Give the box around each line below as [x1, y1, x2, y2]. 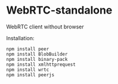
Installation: [6, 34, 35, 41]
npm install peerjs [6, 72, 55, 77]
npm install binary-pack [6, 56, 68, 62]
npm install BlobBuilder [6, 51, 68, 57]
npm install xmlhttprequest [6, 62, 76, 67]
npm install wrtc [6, 66, 49, 73]
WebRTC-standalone [6, 4, 113, 17]
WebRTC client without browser [6, 23, 85, 30]
